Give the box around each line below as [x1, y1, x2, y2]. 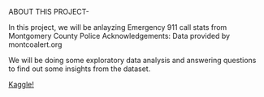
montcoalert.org [8, 40, 63, 49]
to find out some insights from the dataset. [8, 64, 151, 74]
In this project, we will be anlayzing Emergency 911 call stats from [8, 23, 227, 32]
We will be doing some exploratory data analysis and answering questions [8, 56, 257, 65]
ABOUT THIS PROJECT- [8, 7, 89, 16]
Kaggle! [8, 80, 35, 89]
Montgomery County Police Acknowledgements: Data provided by [8, 32, 230, 40]
